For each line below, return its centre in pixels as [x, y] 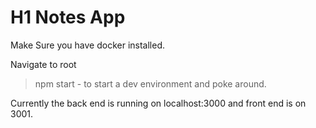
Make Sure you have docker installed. [88, 45]
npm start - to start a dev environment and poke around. [150, 83]
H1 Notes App [68, 17]
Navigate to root [43, 64]
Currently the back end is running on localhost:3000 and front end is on [158, 103]
